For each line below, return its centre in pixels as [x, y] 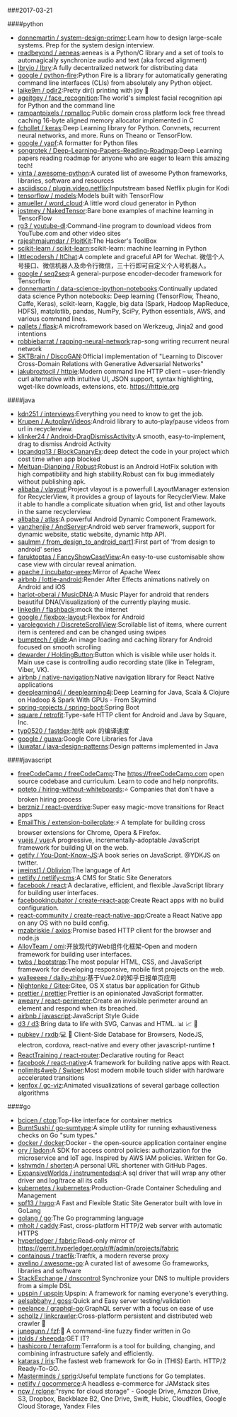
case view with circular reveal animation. [77, 564]
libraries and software [50, 1271]
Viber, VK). [33, 670]
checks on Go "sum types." [57, 1135]
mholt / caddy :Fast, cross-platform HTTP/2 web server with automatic [120, 1225]
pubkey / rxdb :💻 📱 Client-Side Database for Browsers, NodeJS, [110, 1034]
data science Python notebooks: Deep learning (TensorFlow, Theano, [118, 296]
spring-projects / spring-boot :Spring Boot [78, 707]
